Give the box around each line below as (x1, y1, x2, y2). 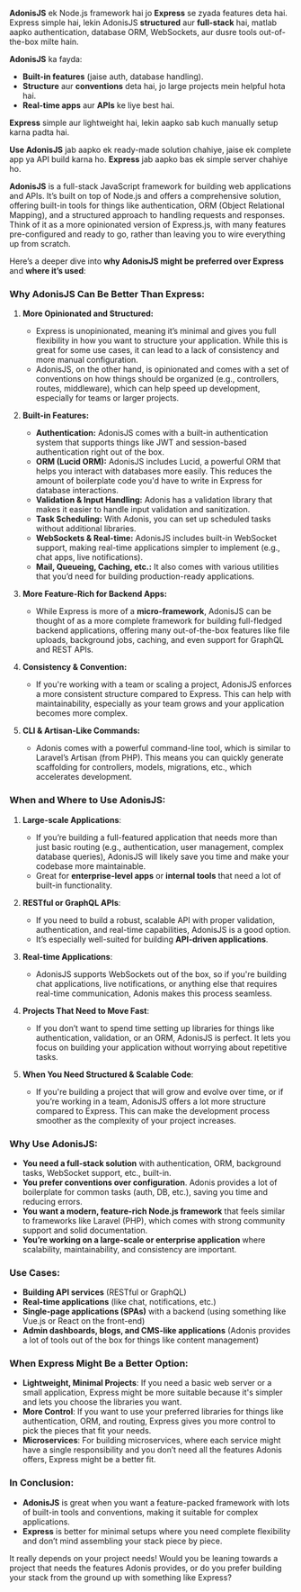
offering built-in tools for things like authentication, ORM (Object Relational (9, 200, 285, 211)
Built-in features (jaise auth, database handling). (22, 71, 204, 82)
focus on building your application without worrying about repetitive (35, 1042, 288, 1053)
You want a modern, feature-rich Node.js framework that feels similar (22, 1206, 286, 1217)
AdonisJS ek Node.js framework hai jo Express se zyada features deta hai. (9, 8, 288, 18)
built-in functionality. (35, 880, 112, 891)
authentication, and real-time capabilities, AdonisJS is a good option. (35, 924, 292, 935)
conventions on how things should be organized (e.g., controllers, (35, 374, 279, 384)
